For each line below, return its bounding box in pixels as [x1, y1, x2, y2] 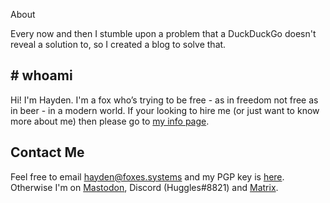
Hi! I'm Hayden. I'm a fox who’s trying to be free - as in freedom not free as [10, 94, 319, 106]
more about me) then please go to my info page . [10, 115, 210, 127]
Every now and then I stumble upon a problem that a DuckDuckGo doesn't [10, 28, 317, 39]
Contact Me [10, 144, 85, 161]
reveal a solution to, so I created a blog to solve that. [10, 39, 227, 50]
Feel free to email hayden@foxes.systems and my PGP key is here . [10, 170, 285, 183]
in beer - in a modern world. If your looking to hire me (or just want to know [10, 104, 320, 116]
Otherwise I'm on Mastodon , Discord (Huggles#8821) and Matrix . [10, 181, 279, 193]
